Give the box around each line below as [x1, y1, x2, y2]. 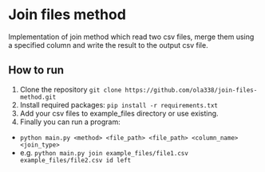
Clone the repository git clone [19, 84, 122, 94]
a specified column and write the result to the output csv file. [8, 40, 209, 49]
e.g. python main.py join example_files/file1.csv [19, 147, 189, 157]
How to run [8, 64, 65, 77]
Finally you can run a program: [19, 117, 121, 127]
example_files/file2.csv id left [19, 156, 132, 164]
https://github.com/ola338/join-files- [125, 86, 258, 94]
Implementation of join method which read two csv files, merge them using [8, 32, 255, 41]
